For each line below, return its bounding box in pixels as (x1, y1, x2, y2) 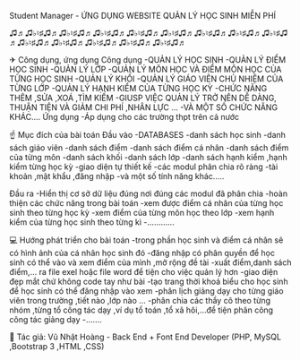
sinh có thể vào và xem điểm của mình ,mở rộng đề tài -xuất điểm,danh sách (9, 257, 292, 268)
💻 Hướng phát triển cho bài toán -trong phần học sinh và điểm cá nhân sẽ (9, 235, 284, 245)
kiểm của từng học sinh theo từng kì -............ (9, 217, 175, 227)
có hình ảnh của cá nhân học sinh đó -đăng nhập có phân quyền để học (9, 248, 276, 258)
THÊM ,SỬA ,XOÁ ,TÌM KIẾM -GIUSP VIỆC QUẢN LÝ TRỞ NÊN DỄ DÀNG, (9, 92, 278, 103)
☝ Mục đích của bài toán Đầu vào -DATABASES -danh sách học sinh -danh (9, 130, 287, 140)
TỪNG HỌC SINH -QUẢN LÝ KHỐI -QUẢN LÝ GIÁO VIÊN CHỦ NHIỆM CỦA (9, 73, 284, 84)
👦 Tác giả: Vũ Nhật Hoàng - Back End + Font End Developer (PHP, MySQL (9, 331, 282, 342)
